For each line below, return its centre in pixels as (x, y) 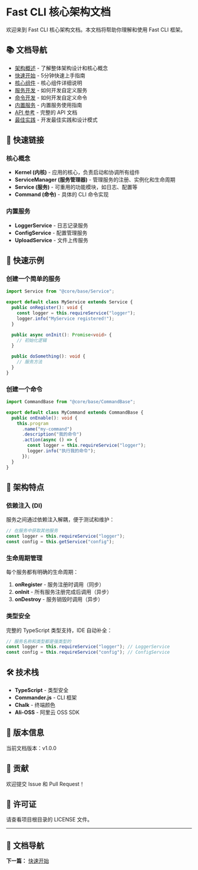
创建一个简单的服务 (33, 279)
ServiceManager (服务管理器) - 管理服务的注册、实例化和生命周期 (95, 180)
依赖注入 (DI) (24, 505)
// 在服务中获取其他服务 (32, 531)
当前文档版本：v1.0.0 (32, 748)
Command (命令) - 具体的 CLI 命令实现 (62, 194)
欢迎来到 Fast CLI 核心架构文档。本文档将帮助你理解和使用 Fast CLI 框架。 (96, 30)
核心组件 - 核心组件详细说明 (48, 83)
